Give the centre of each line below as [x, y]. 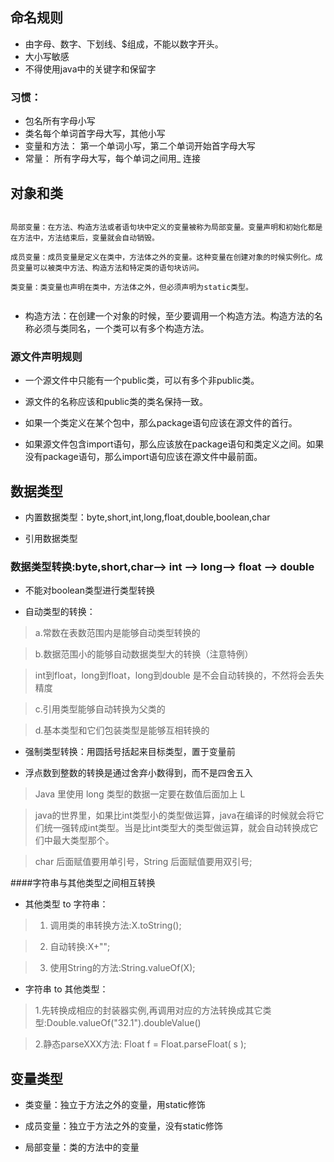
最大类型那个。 [83, 840]
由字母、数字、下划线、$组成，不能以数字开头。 [124, 44]
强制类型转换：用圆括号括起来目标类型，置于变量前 [130, 752]
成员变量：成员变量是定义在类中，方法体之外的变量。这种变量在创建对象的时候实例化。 [163, 257]
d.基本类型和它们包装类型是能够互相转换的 [122, 730]
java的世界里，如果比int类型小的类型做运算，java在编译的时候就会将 [175, 815]
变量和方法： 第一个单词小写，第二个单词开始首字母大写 [140, 146]
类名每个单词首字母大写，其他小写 [95, 134]
